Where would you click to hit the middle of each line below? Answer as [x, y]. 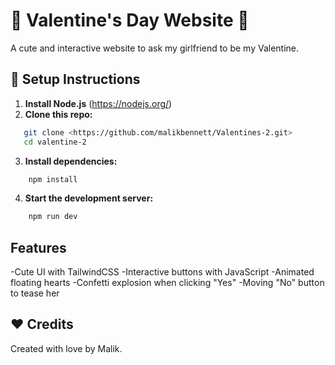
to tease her [35, 293]
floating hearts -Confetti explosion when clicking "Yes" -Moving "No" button [167, 283]
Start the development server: [89, 198]
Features [38, 247]
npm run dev [53, 217]
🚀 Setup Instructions [75, 79]
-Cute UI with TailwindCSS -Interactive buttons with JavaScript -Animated [162, 272]
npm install [53, 179]
